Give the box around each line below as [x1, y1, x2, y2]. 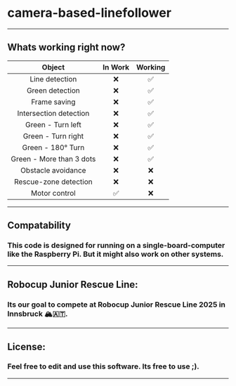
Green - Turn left [25, 119, 82, 129]
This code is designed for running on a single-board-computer [7, 241, 225, 251]
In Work [103, 62, 130, 72]
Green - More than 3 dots [11, 154, 96, 164]
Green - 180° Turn [22, 142, 85, 152]
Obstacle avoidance [20, 165, 86, 175]
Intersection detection [17, 108, 90, 118]
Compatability [7, 220, 72, 232]
